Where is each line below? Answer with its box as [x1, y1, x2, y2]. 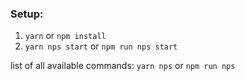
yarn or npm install [24, 30, 107, 42]
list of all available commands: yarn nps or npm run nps [10, 60, 236, 72]
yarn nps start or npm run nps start [24, 40, 178, 52]
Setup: [10, 7, 44, 21]
